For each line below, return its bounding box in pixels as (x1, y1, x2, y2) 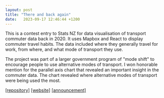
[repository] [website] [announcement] (5, 87, 86, 93)
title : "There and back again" (5, 12, 71, 17)
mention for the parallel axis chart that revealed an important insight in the (5, 67, 159, 73)
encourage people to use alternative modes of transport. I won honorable (5, 61, 158, 68)
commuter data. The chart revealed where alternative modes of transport (5, 72, 157, 78)
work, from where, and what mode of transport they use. (5, 46, 123, 53)
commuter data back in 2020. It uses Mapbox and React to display (5, 36, 143, 42)
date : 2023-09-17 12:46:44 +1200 (5, 17, 80, 22)
